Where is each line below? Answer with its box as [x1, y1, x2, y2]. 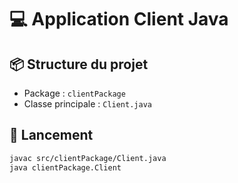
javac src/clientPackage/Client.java [9, 153, 167, 163]
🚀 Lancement [9, 127, 94, 144]
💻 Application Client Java [9, 8, 229, 31]
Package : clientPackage [23, 87, 126, 99]
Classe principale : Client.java [23, 98, 152, 110]
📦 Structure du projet [9, 56, 149, 73]
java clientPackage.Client [9, 162, 122, 173]
